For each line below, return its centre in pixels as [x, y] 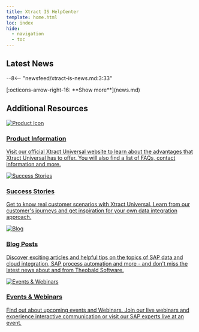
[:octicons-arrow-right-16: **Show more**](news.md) [73, 90]
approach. [19, 217]
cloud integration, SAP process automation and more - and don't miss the [97, 263]
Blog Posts [22, 244]
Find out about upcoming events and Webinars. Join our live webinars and [98, 310]
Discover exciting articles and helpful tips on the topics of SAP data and [95, 257]
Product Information [36, 138]
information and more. [34, 164]
